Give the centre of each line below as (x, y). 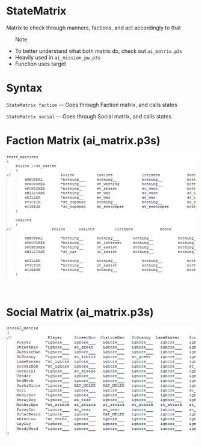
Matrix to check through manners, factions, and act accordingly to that (94, 28)
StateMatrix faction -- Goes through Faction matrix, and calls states (92, 105)
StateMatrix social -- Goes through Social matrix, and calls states (89, 116)
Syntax (24, 88)
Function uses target (40, 64)
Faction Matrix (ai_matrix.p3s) (83, 141)
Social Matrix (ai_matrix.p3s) (80, 312)
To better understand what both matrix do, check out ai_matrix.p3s (99, 51)
